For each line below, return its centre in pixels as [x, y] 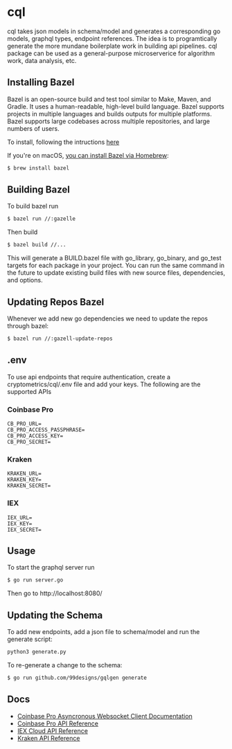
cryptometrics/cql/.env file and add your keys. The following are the [104, 384]
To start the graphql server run [51, 568]
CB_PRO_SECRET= [29, 442]
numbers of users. [34, 128]
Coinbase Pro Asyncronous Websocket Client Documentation [105, 716]
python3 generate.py [37, 652]
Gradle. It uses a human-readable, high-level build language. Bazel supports [116, 106]
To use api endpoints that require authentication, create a [89, 377]
